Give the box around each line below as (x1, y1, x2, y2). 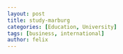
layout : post (7, 10, 45, 18)
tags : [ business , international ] (7, 29, 105, 37)
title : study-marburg (7, 17, 71, 24)
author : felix (7, 36, 49, 43)
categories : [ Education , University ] (7, 23, 117, 30)
